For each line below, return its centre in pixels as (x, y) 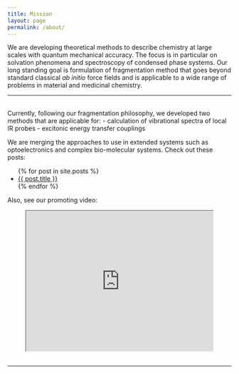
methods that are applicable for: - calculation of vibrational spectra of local (117, 121)
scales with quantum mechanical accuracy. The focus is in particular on (112, 55)
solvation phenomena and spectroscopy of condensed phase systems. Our (117, 63)
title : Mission (30, 14)
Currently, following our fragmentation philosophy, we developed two (109, 113)
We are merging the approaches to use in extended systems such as (108, 142)
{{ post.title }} (38, 179)
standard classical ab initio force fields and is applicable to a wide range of (117, 78)
